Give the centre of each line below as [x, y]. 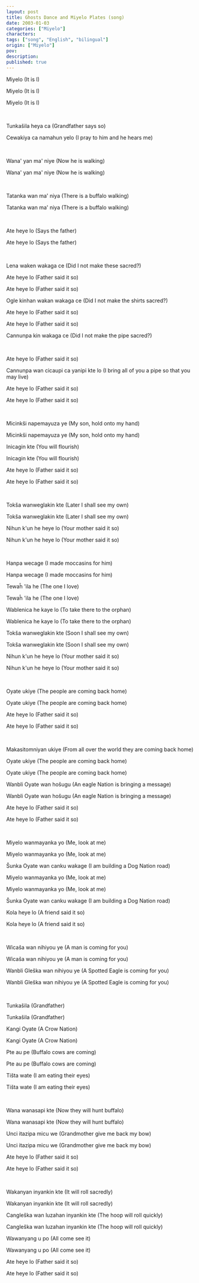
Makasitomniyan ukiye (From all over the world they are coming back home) [100, 749]
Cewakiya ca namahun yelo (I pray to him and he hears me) [79, 137]
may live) [17, 377]
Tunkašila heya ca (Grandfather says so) [56, 126]
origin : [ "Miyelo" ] [31, 46]
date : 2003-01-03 [28, 23]
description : [22, 56]
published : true [26, 62]
